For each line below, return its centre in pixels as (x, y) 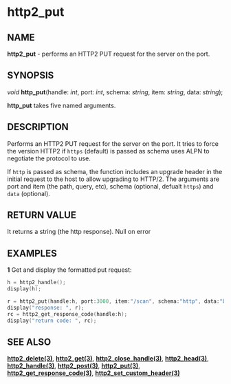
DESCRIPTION (38, 127)
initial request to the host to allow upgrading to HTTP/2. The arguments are (113, 179)
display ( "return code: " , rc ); (52, 321)
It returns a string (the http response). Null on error (79, 232)
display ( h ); (24, 289)
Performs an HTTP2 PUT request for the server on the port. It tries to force (113, 143)
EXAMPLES (32, 253)
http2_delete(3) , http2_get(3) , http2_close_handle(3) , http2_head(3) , (108, 359)
